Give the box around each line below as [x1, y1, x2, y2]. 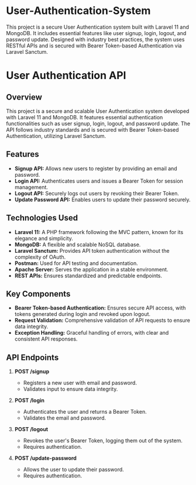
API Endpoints [6, 352, 59, 362]
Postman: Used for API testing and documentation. [14, 259, 139, 267]
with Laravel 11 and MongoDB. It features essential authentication [6, 113, 163, 121]
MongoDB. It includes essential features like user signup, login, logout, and [6, 29, 187, 36]
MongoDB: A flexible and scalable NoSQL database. [14, 241, 141, 248]
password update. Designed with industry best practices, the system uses [6, 36, 185, 43]
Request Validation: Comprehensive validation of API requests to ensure [14, 317, 191, 324]
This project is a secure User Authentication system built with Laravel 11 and [6, 23, 189, 30]
